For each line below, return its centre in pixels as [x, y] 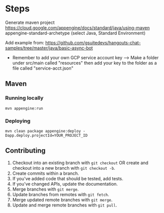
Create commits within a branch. [46, 173]
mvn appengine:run [24, 108]
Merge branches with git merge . [45, 189]
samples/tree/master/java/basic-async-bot [49, 48]
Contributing [25, 151]
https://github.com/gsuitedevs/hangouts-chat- [93, 42]
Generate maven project [30, 22]
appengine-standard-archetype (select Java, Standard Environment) [75, 33]
